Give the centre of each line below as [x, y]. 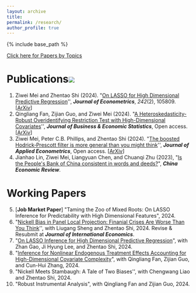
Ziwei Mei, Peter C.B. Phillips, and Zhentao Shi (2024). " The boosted [97, 139]
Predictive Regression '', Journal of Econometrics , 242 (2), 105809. [95, 102]
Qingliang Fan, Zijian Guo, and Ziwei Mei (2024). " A [77, 114]
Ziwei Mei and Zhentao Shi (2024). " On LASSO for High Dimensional [97, 95]
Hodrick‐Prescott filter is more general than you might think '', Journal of [102, 145]
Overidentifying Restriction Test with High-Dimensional [99, 120]
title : [15, 17]
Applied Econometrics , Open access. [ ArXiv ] [70, 151]
